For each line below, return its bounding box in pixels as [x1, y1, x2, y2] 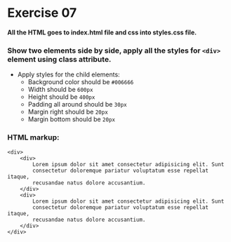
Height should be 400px [27, 93, 95, 101]
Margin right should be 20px [27, 107, 109, 116]
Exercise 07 [7, 5, 77, 21]
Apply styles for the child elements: [17, 70, 121, 79]
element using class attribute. [7, 54, 112, 64]
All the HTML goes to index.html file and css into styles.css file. [7, 28, 197, 36]
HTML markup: [7, 133, 60, 142]
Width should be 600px [27, 86, 93, 94]
